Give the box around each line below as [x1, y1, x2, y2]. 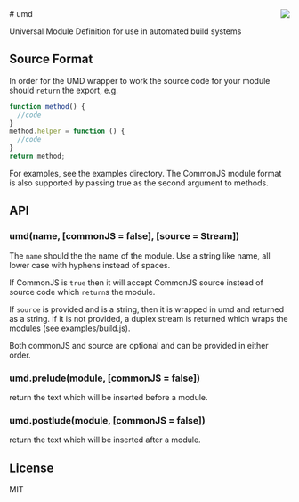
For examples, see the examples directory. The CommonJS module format [9, 168, 282, 178]
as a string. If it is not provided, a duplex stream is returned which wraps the [9, 313, 289, 324]
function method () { [9, 102, 86, 111]
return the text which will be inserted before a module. [9, 391, 208, 402]
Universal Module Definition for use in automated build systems [9, 26, 242, 37]
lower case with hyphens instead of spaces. [9, 259, 171, 270]
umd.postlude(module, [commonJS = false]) [9, 414, 206, 426]
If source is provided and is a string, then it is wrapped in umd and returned [9, 303, 285, 315]
